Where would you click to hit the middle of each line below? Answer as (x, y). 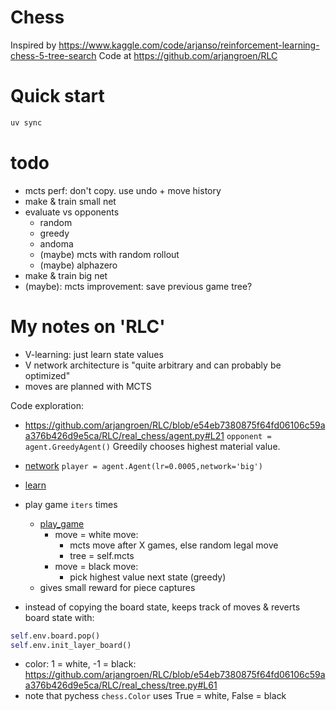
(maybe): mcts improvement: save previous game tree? (138, 286)
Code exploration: (47, 405)
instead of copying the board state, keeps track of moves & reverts (162, 607)
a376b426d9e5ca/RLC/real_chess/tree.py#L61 (121, 685)
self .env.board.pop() (55, 636)
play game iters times (71, 504)
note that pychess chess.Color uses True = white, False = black (155, 696)
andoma (56, 243)
